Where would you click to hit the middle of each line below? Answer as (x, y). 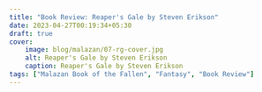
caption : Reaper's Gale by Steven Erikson (104, 67)
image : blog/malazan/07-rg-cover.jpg (94, 50)
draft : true (31, 33)
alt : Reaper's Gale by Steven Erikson (96, 58)
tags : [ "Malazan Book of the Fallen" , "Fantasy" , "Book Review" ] (131, 74)
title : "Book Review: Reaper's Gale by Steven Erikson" (114, 17)
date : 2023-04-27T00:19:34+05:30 (71, 25)
